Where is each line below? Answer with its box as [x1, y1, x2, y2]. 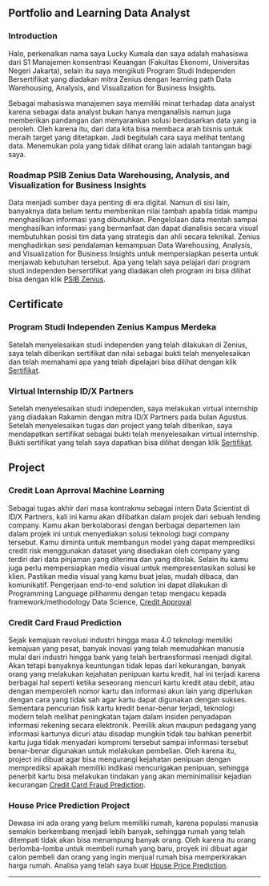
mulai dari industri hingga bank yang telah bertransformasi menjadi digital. [8, 652, 254, 661]
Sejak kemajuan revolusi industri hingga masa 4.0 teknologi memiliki [8, 635, 233, 645]
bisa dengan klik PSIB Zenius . [8, 274, 106, 284]
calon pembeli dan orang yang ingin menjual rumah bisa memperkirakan [8, 852, 247, 862]
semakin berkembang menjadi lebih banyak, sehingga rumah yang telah [8, 827, 246, 836]
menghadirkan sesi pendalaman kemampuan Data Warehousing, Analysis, [8, 240, 253, 249]
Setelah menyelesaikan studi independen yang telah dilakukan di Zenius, [8, 340, 248, 350]
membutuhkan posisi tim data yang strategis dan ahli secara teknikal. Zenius [8, 232, 260, 241]
